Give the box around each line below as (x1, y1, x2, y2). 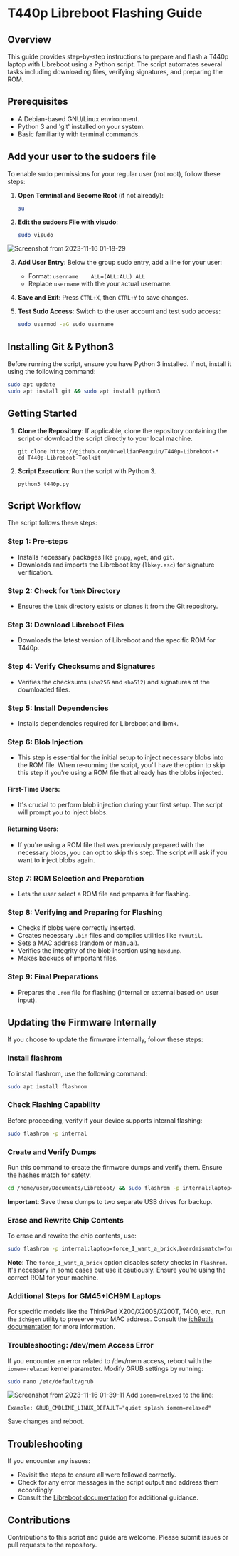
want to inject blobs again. (17, 855, 95, 864)
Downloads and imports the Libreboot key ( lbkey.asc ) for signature (17, 560, 215, 569)
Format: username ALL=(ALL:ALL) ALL (28, 272, 146, 281)
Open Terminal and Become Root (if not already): (17, 191, 164, 199)
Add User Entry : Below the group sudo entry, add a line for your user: (17, 258, 223, 267)
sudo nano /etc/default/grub (7, 1378, 94, 1385)
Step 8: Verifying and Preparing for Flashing (7, 907, 163, 917)
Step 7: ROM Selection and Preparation (7, 873, 144, 883)
